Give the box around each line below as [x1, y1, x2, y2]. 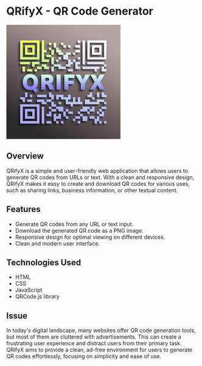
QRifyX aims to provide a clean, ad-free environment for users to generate [6, 346, 193, 354]
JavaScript [15, 286, 43, 294]
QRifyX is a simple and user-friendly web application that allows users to [6, 167, 189, 174]
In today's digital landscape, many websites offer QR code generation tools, [6, 327, 196, 334]
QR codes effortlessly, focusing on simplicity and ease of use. [6, 353, 161, 360]
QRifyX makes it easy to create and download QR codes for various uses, [6, 180, 190, 187]
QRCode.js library [15, 293, 60, 300]
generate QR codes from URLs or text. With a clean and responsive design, [6, 174, 195, 181]
